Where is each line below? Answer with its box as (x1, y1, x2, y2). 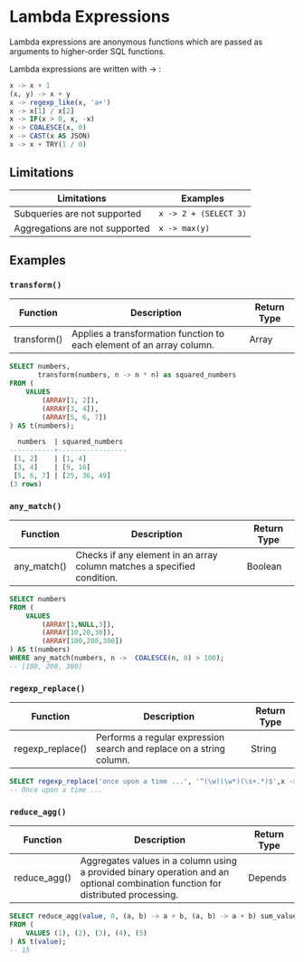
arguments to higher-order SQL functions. (9, 45, 166, 56)
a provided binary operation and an (80, 866, 230, 879)
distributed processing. (80, 889, 179, 901)
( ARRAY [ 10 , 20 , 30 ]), (42, 628, 116, 638)
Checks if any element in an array (75, 548, 218, 561)
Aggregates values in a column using (80, 854, 238, 867)
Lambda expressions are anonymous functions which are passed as (9, 36, 263, 47)
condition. (75, 571, 119, 583)
